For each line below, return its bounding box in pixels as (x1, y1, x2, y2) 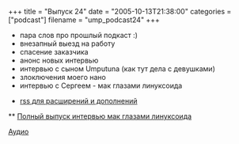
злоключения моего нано (19, 73, 107, 81)
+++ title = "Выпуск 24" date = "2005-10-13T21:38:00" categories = (8, 7, 232, 16)
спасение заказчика (19, 47, 89, 56)
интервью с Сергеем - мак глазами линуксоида (19, 81, 183, 90)
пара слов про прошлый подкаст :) (19, 31, 138, 40)
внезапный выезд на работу (19, 39, 116, 48)
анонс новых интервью (19, 55, 99, 65)
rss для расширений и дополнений (19, 97, 138, 105)
